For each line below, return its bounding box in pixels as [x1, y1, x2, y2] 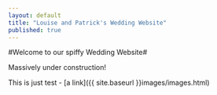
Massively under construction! [8, 63, 107, 72]
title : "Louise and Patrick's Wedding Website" [8, 19, 167, 27]
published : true [8, 26, 61, 34]
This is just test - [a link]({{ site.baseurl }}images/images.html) [8, 78, 210, 87]
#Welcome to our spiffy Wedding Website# [8, 48, 148, 57]
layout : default [8, 11, 61, 20]
